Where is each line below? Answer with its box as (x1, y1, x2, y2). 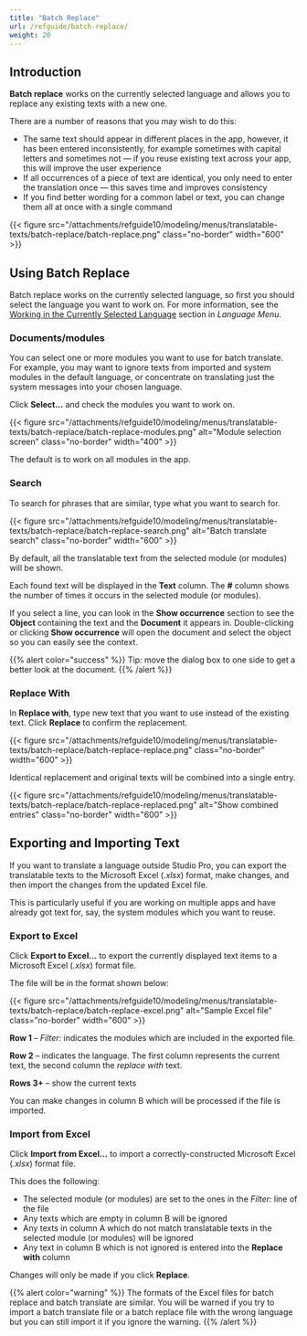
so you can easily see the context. (9, 636, 139, 647)
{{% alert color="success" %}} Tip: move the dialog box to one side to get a (9, 654, 296, 665)
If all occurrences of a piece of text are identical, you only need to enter (22, 173, 293, 184)
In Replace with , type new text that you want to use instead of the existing (9, 707, 290, 718)
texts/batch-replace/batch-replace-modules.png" (9, 427, 196, 438)
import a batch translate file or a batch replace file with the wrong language (9, 1307, 293, 1318)
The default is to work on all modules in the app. (9, 454, 191, 465)
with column (22, 1252, 70, 1263)
